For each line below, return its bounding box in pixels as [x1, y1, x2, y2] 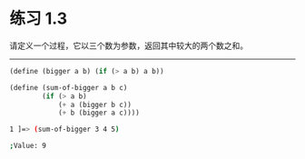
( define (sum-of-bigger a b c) [9, 83, 128, 92]
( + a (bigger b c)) [57, 100, 132, 109]
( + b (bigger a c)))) [57, 108, 141, 118]
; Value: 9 [9, 142, 47, 151]
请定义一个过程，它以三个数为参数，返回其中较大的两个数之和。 [9, 40, 248, 51]
